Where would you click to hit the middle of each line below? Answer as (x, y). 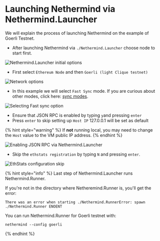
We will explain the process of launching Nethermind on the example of (77, 33)
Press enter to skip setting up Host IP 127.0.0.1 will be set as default (80, 120)
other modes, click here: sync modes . (50, 96)
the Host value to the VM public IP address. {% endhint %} (64, 135)
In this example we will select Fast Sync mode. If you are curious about (84, 91)
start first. (22, 53)
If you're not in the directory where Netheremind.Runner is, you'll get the (78, 188)
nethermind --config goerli (34, 224)
